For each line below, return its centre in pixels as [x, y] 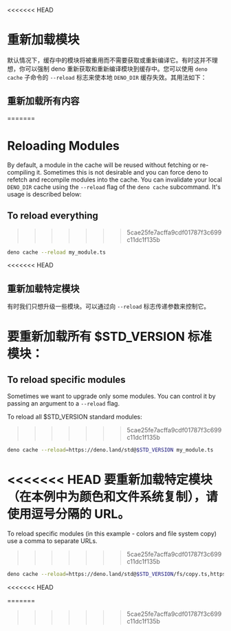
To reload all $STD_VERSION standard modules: [75, 417]
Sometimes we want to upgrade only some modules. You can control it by [111, 396]
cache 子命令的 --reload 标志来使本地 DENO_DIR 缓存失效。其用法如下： [107, 77]
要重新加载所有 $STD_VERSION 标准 [110, 337]
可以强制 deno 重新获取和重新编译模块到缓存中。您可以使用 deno [116, 69]
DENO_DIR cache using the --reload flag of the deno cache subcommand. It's [114, 187]
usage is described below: [44, 194]
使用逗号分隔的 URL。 [69, 514]
